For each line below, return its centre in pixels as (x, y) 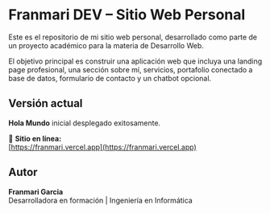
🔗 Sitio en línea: (35, 138)
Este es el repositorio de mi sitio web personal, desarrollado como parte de (133, 37)
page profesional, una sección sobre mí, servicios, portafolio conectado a (131, 69)
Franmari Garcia (36, 191)
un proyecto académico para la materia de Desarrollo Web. (106, 45)
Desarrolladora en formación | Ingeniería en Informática (101, 200)
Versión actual (46, 103)
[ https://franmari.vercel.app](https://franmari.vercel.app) (103, 147)
